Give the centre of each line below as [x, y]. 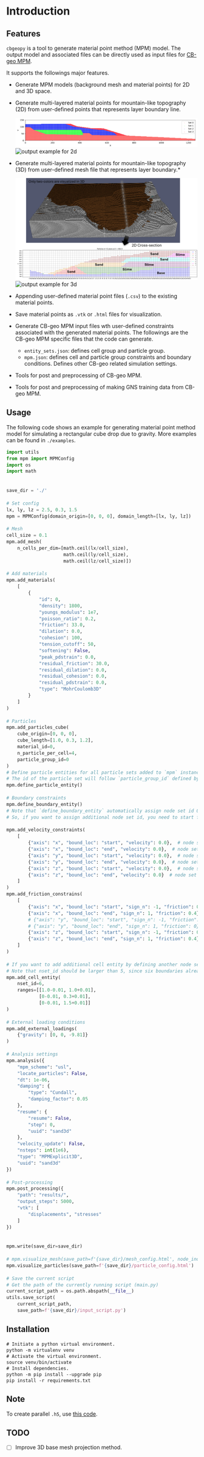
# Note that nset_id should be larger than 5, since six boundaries [95, 971]
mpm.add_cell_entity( [34, 977]
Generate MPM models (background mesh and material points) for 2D [102, 84]
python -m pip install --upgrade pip [54, 1374]
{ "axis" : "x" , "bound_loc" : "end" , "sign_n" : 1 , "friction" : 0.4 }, [115, 913]
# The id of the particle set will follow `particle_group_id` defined [99, 779]
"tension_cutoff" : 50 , [67, 644]
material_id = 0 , [36, 747]
